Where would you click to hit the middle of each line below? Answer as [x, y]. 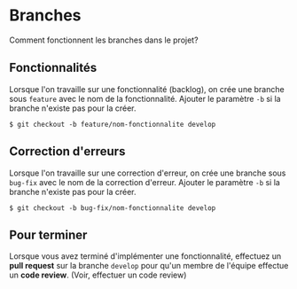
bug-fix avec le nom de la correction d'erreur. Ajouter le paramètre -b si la [145, 182]
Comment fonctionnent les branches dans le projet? [104, 40]
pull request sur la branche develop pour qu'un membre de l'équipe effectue [149, 266]
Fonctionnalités [53, 68]
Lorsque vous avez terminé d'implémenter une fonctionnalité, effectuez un [145, 256]
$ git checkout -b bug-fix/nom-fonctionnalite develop [113, 208]
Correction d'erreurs [67, 152]
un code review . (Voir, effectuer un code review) [98, 275]
